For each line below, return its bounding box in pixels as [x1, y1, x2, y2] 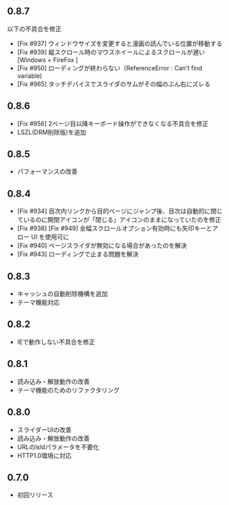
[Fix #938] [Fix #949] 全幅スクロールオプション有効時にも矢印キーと [17, 224, 212, 233]
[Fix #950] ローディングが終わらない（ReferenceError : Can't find [17, 63, 203, 72]
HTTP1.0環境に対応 [17, 451, 72, 460]
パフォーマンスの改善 [17, 167, 78, 176]
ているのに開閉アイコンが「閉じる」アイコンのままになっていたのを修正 [17, 216, 221, 224]
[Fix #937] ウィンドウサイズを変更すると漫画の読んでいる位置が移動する [17, 39, 223, 48]
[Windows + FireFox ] [17, 55, 78, 64]
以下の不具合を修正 [7, 24, 62, 33]
